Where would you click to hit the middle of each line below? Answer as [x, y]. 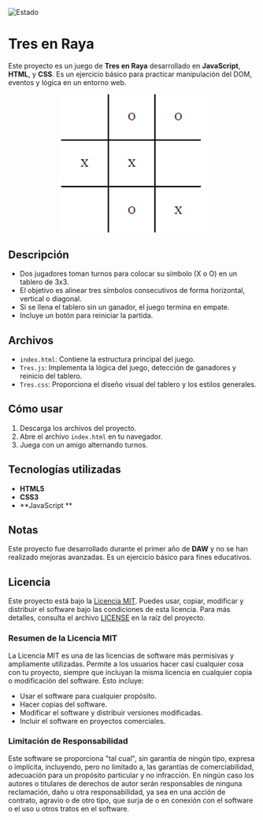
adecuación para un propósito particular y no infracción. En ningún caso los [131, 775]
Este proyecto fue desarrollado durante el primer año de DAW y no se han [128, 549]
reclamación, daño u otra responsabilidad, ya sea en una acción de [117, 792]
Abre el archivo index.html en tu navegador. [91, 436]
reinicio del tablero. [51, 376]
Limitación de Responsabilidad [68, 741]
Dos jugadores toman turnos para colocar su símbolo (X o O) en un [128, 274]
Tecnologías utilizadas [65, 470]
